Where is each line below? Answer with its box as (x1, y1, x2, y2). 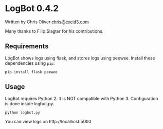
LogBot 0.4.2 (5, 3, 59, 14)
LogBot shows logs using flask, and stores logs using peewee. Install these (5, 55, 155, 61)
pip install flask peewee (5, 70, 57, 74)
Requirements (5, 42, 49, 51)
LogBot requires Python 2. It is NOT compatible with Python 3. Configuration (5, 95, 158, 101)
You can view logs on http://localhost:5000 (5, 118, 91, 124)
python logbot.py (5, 110, 40, 115)
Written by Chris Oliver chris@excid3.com (5, 19, 89, 25)
